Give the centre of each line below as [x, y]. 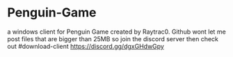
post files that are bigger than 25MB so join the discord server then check [113, 38]
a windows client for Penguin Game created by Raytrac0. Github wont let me [116, 32]
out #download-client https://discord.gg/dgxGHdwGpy [86, 46]
